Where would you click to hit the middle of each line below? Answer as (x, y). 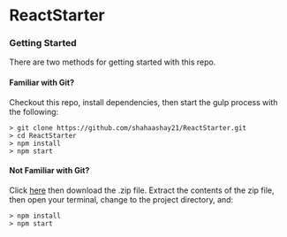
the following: (34, 111)
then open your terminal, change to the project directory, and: (121, 199)
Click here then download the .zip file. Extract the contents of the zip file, (142, 190)
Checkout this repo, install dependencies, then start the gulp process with (143, 102)
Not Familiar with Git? (49, 171)
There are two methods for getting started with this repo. (113, 62)
